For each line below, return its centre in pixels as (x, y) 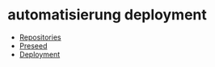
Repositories (40, 37)
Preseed (33, 45)
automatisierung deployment (107, 15)
